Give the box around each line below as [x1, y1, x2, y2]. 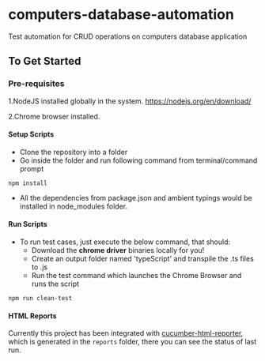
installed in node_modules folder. [19, 201, 128, 211]
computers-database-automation [8, 6, 235, 24]
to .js [31, 262, 48, 272]
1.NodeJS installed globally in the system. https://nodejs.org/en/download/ [8, 96, 252, 106]
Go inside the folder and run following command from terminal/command [19, 156, 258, 165]
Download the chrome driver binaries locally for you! [31, 246, 205, 255]
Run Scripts [8, 220, 47, 229]
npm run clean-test [8, 295, 73, 303]
